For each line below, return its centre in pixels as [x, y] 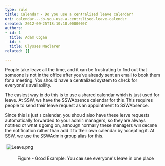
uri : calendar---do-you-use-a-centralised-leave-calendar [66, 19]
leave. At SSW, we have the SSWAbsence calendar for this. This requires [79, 100]
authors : [14, 28]
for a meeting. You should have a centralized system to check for [71, 80]
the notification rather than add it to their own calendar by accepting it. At [80, 130]
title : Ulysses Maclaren [35, 46]
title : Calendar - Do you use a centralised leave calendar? [69, 14]
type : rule [16, 10]
